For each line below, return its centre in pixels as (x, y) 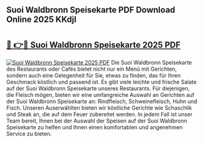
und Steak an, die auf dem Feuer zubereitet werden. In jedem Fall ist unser (99, 114)
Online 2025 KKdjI (42, 20)
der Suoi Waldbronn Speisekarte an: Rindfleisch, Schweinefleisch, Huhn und (102, 101)
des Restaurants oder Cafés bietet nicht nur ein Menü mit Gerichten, (92, 69)
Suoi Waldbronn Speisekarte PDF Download (91, 10)
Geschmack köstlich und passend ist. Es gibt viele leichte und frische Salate (101, 82)
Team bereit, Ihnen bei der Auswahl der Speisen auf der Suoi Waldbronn (97, 121)
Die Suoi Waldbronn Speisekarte (152, 62)
